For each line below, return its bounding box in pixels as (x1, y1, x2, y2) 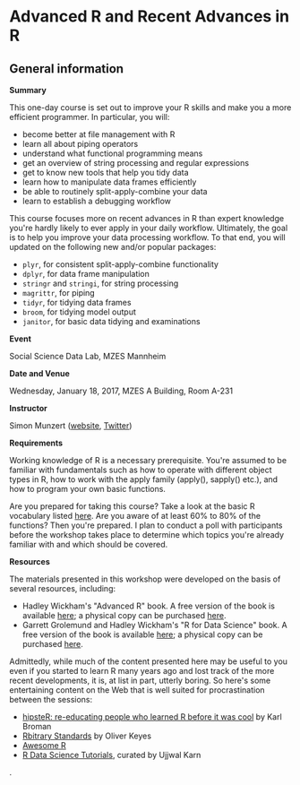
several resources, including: (9, 583, 116, 593)
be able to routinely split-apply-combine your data (21, 186, 208, 196)
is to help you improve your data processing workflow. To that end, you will (9, 232, 286, 243)
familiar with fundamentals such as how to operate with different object (9, 464, 272, 475)
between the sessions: (9, 694, 93, 704)
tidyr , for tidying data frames (21, 298, 132, 307)
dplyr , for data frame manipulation (21, 269, 150, 279)
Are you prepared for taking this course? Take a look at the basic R (9, 501, 255, 512)
